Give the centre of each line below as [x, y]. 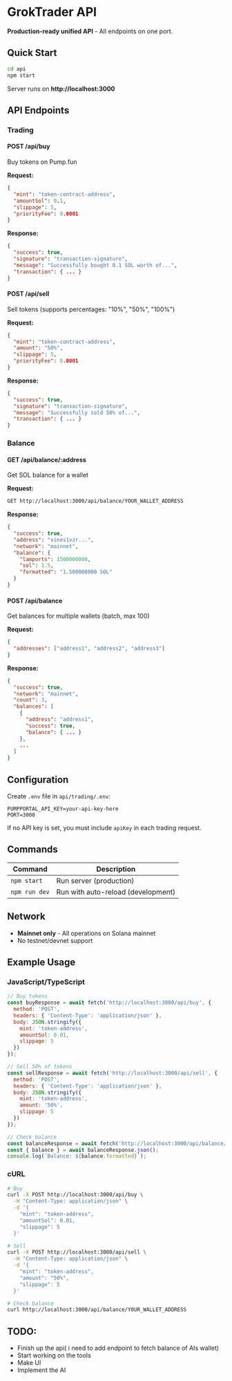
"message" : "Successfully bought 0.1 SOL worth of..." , [95, 265]
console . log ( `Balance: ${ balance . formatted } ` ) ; [77, 1156]
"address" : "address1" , [60, 720]
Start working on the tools [54, 1355]
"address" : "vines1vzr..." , [54, 540]
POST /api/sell [28, 294]
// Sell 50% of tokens [40, 1067]
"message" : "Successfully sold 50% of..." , [77, 412]
